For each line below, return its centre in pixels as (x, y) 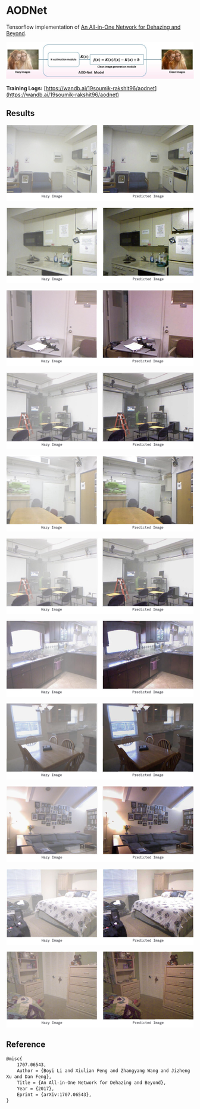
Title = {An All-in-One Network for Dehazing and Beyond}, (92, 1083)
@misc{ (14, 1059)
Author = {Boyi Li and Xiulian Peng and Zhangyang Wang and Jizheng (104, 1071)
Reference (26, 1044)
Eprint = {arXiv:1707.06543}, (54, 1095)
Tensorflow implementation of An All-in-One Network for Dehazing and (93, 27)
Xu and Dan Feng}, (29, 1077)
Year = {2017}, (36, 1089)
